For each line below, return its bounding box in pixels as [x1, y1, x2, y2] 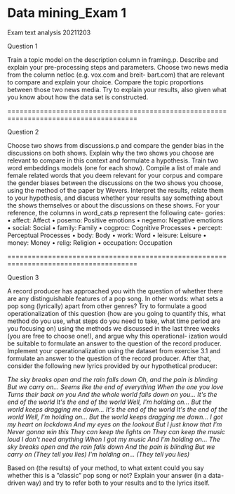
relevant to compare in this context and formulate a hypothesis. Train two [7, 156, 219, 165]
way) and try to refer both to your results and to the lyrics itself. [27, 479, 210, 487]
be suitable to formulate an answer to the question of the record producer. [7, 339, 222, 348]
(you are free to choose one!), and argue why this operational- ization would [7, 331, 228, 340]
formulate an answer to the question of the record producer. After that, [7, 354, 212, 362]
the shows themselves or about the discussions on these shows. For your [7, 201, 220, 209]
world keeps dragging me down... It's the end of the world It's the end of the [7, 405, 228, 413]
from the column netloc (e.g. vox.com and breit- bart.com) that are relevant [7, 70, 224, 79]
